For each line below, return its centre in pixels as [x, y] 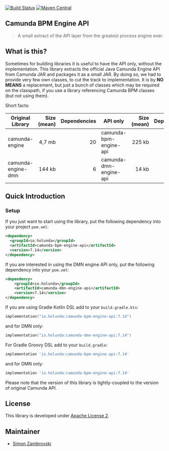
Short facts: [17, 105]
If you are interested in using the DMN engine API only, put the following [80, 264]
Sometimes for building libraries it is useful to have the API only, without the [83, 63]
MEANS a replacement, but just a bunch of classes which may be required [82, 85]
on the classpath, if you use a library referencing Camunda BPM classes [80, 90]
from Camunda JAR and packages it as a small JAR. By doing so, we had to [83, 74]
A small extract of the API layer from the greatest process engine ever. [90, 36]
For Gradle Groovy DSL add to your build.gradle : [56, 345]
